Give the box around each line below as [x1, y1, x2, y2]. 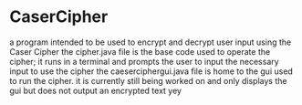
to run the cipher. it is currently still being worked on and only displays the [9, 75, 287, 86]
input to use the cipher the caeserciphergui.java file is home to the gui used [9, 66, 294, 77]
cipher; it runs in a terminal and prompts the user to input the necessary [9, 56, 280, 67]
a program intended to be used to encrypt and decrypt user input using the [9, 37, 292, 47]
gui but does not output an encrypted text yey [9, 85, 182, 96]
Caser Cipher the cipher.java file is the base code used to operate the [9, 46, 271, 57]
